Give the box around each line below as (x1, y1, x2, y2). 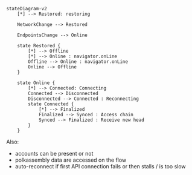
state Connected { (28, 101, 74, 107)
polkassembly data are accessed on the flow (14, 156, 127, 163)
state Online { (17, 80, 56, 86)
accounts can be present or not (14, 150, 94, 157)
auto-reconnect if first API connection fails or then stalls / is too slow (14, 163, 186, 170)
